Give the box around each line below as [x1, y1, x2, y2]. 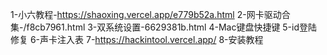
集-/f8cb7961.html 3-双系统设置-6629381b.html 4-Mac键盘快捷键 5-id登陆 [10, 21, 318, 33]
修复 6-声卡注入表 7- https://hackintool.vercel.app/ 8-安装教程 [10, 34, 264, 45]
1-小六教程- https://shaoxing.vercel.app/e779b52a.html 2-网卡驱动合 [10, 9, 291, 20]
